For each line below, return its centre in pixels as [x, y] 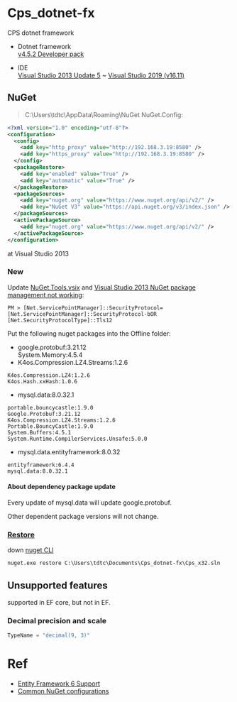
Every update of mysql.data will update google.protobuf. [90, 503]
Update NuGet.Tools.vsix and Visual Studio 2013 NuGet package [102, 287]
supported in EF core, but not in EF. [59, 602]
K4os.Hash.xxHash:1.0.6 [43, 381]
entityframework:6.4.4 [41, 465]
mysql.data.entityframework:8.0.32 [69, 451]
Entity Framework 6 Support [59, 684]
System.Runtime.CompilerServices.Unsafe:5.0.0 [77, 439]
